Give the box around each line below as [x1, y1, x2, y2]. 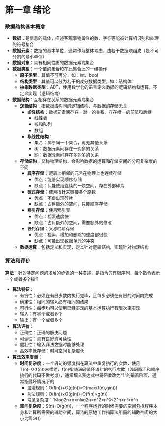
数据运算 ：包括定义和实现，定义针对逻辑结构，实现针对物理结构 [19, 244, 149, 250]
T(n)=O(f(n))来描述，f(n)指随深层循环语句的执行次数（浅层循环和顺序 [19, 366, 160, 372]
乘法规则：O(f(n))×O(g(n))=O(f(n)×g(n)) [27, 391, 108, 397]
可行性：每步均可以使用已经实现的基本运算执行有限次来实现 [19, 305, 140, 311]
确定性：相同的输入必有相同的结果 [19, 298, 89, 305]
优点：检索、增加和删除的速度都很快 [34, 232, 108, 238]
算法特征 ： [12, 286, 34, 292]
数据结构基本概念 [5, 23, 46, 30]
